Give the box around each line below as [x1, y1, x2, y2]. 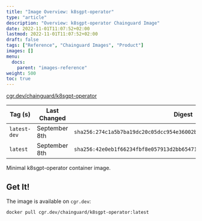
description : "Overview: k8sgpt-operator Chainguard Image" [6, 20, 161, 26]
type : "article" [6, 14, 47, 20]
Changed [38, 114, 66, 123]
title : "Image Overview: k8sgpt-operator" [6, 8, 114, 15]
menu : [6, 53, 20, 59]
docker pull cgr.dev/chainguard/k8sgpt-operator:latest [6, 209, 149, 215]
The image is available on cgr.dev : [6, 198, 91, 205]
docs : [11, 59, 26, 65]
